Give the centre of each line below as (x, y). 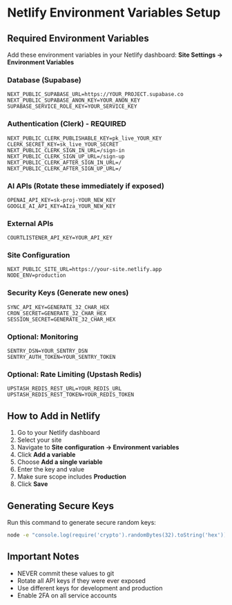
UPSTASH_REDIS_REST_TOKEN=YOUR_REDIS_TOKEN (71, 395)
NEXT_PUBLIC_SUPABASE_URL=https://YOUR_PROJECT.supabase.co (96, 95)
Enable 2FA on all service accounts (67, 595)
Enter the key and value (51, 469)
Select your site (39, 440)
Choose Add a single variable (60, 462)
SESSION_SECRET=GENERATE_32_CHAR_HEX (61, 319)
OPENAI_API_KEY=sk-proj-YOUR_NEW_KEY (61, 200)
